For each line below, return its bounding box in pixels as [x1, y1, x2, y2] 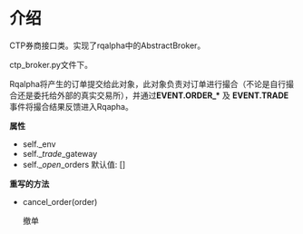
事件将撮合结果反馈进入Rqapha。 [9, 101, 133, 112]
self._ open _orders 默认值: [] [22, 159, 126, 170]
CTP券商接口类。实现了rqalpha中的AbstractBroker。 [9, 40, 206, 51]
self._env [22, 138, 56, 150]
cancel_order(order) [22, 196, 98, 207]
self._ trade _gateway [22, 148, 98, 159]
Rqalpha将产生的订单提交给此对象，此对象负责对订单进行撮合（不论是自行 [9, 78, 287, 89]
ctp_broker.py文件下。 [9, 59, 93, 70]
